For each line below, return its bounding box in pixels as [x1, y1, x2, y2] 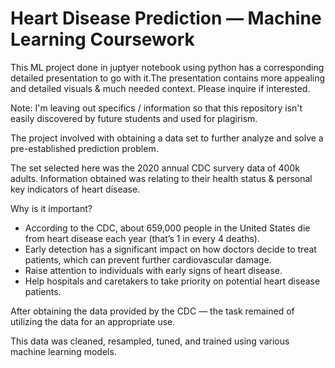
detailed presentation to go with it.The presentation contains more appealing [10, 72, 326, 84]
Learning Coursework [10, 28, 195, 51]
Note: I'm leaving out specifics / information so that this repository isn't [10, 102, 303, 114]
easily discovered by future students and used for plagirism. [10, 112, 258, 124]
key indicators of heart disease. [10, 183, 141, 195]
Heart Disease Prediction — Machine [10, 7, 322, 30]
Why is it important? [10, 202, 93, 214]
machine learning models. [10, 345, 117, 357]
